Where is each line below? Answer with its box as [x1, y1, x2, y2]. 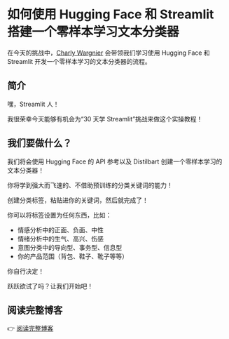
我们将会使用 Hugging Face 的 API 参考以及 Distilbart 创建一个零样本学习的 [7, 157, 223, 166]
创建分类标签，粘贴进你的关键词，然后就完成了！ [7, 196, 148, 204]
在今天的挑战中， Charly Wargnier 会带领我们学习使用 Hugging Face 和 [7, 48, 210, 57]
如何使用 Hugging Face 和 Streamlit [7, 6, 214, 22]
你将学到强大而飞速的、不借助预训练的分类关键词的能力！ [7, 180, 173, 190]
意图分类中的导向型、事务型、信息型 [17, 243, 123, 251]
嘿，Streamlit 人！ [7, 100, 60, 108]
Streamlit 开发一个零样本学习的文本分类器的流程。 [7, 57, 152, 65]
